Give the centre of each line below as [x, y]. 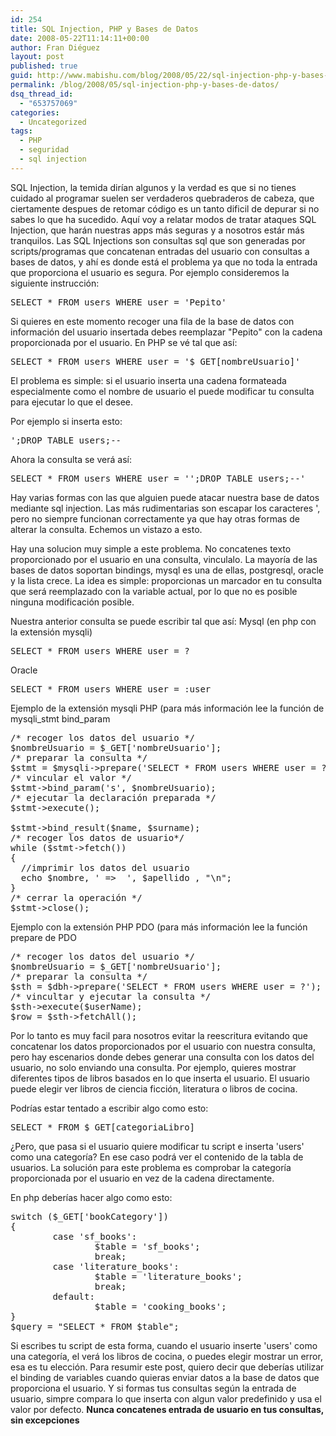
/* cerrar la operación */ [76, 897]
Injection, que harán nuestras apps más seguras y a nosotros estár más [157, 230]
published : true [44, 66]
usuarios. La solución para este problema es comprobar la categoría [151, 1167]
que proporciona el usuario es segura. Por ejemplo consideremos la [150, 272]
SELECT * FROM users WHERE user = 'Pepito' [118, 302]
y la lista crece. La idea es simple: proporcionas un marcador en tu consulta [166, 580]
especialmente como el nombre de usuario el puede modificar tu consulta [162, 391]
